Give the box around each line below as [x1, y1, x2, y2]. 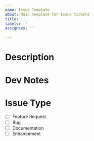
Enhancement [12, 131, 41, 137]
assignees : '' [5, 26, 35, 31]
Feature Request [12, 114, 46, 120]
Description [5, 52, 54, 63]
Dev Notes [5, 74, 49, 86]
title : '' [5, 16, 26, 21]
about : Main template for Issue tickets [5, 12, 90, 17]
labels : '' [5, 21, 28, 26]
